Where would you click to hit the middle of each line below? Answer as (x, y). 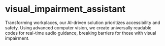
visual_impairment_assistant (65, 9)
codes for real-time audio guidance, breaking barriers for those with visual (81, 33)
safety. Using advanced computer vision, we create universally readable (78, 27)
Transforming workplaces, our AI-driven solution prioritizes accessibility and (83, 23)
